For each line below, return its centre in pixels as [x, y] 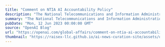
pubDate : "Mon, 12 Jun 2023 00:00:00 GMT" [49, 23]
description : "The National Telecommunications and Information [72, 14]
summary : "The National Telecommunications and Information [68, 19]
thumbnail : [16, 37]
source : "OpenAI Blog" [28, 28]
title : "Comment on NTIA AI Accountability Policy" [59, 10]
